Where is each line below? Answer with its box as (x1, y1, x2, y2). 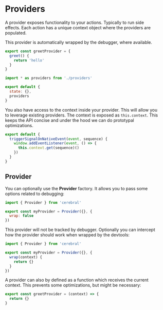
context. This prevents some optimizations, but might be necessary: (5, 282, 141, 288)
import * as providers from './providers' (5, 76, 92, 81)
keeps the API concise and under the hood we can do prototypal (5, 117, 134, 123)
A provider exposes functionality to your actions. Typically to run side (5, 19, 145, 25)
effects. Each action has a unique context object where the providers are (5, 24, 151, 30)
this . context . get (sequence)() (18, 145, 79, 151)
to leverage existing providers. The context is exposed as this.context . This (5, 112, 158, 118)
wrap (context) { (9, 254, 42, 259)
